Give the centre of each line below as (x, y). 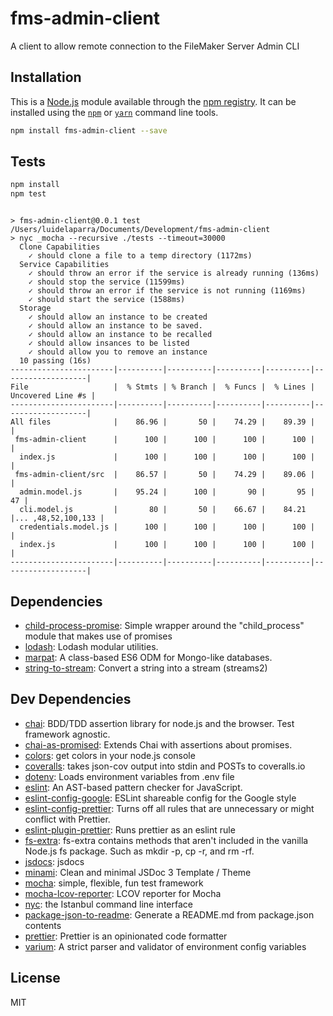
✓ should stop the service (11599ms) (107, 282)
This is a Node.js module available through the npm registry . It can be (153, 101)
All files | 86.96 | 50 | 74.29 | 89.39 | (162, 422)
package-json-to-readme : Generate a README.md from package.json (169, 914)
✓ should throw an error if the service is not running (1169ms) (167, 291)
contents (43, 925)
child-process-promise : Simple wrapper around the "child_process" (164, 625)
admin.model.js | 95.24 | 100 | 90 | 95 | (167, 492)
